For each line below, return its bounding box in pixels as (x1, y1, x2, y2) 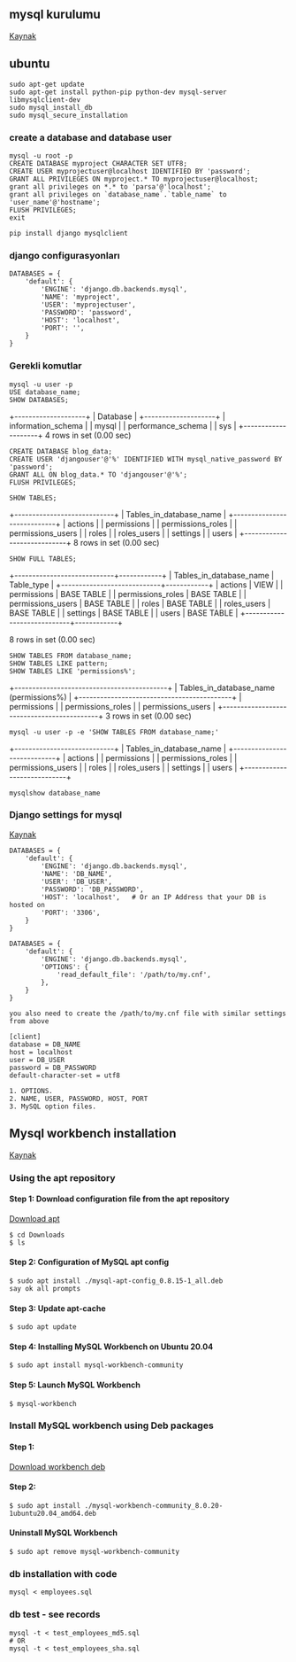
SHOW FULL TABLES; (9, 554, 77, 563)
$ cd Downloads (9, 1231, 65, 1239)
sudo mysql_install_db (9, 103, 93, 112)
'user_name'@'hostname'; (9, 198, 101, 206)
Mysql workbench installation (9, 1126, 177, 1141)
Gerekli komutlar (9, 360, 82, 372)
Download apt (9, 1213, 60, 1223)
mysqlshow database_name (9, 788, 101, 797)
